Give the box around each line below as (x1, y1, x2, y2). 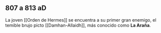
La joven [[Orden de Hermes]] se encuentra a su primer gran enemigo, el (5, 17, 157, 23)
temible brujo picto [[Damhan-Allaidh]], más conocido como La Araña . (5, 22, 151, 28)
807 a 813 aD (5, 4, 47, 12)
